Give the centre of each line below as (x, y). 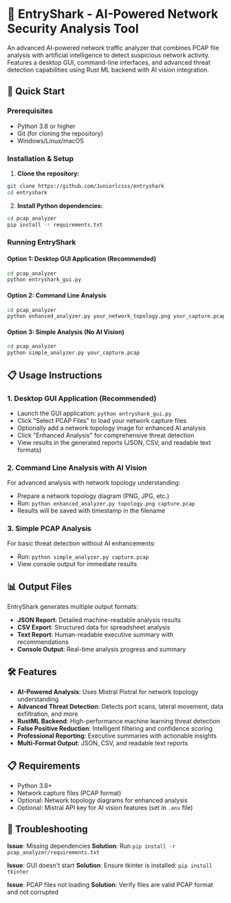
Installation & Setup (41, 158)
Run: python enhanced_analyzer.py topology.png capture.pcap (106, 504)
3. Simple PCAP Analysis (49, 528)
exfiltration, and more (47, 714)
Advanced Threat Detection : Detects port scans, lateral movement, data (120, 707)
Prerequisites (30, 111)
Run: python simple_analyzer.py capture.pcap (83, 557)
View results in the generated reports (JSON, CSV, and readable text (114, 442)
